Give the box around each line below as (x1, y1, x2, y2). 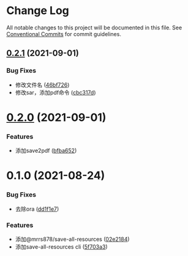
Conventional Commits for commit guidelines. (6, 30, 121, 37)
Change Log (6, 4, 69, 18)
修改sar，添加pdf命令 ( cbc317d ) (15, 89, 96, 96)
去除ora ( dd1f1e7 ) (15, 205, 59, 213)
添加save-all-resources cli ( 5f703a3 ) (15, 243, 108, 251)
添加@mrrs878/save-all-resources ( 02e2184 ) (15, 235, 130, 243)
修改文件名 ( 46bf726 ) (15, 81, 70, 89)
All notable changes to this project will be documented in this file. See (6, 24, 182, 31)
